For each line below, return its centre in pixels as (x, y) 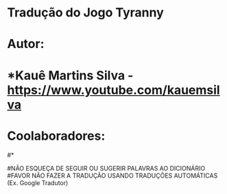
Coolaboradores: (56, 136)
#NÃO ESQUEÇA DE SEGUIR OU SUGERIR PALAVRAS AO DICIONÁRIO (106, 168)
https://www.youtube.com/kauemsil (114, 90)
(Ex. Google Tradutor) (38, 182)
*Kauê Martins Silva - (70, 75)
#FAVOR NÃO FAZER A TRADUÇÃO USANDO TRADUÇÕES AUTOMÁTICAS (112, 175)
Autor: (26, 44)
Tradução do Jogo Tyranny (86, 13)
